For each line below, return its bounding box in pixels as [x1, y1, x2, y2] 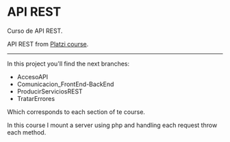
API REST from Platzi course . [7, 40, 89, 48]
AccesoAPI [16, 72, 49, 81]
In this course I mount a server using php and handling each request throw [7, 121, 218, 129]
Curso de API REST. [7, 27, 63, 35]
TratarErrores [16, 94, 55, 102]
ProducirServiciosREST [16, 87, 84, 96]
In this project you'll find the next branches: [7, 59, 130, 68]
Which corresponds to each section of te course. [7, 107, 146, 116]
